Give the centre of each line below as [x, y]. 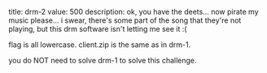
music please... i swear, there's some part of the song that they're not [125, 20]
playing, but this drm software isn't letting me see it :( [98, 29]
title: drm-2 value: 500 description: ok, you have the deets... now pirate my [133, 12]
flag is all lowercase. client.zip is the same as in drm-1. [100, 45]
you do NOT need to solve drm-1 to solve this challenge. [103, 60]
